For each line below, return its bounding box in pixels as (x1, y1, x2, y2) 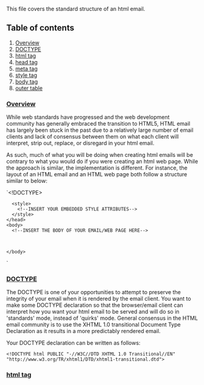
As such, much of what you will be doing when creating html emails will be (6, 151, 194, 159)
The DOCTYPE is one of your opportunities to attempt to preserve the (6, 289, 181, 296)
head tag (15, 58, 38, 66)
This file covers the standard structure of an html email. (6, 5, 146, 12)
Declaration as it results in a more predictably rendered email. (6, 328, 161, 335)
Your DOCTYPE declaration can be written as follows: (6, 339, 141, 347)
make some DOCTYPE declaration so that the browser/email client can (6, 301, 184, 309)
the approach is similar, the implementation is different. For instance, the (6, 164, 188, 171)
